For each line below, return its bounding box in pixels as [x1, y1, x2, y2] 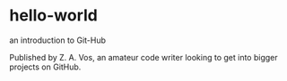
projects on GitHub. [9, 61, 82, 72]
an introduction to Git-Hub [9, 35, 106, 45]
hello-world [9, 5, 99, 26]
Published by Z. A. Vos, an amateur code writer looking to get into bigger [9, 52, 278, 62]
